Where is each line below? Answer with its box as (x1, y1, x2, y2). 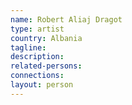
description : (10, 52, 65, 62)
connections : (10, 71, 65, 81)
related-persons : (10, 61, 83, 71)
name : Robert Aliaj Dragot (10, 14, 123, 25)
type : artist (10, 24, 65, 34)
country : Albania (10, 33, 83, 43)
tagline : (10, 42, 47, 53)
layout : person (10, 80, 74, 90)
